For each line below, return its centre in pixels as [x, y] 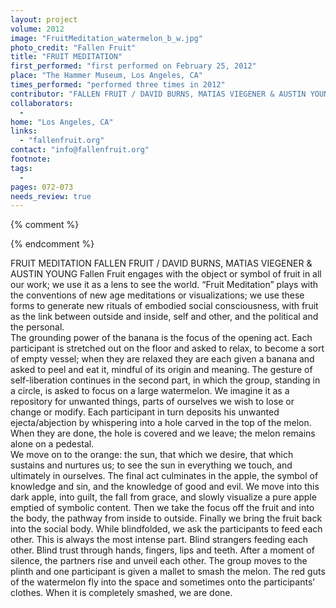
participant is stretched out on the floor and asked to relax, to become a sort [167, 348]
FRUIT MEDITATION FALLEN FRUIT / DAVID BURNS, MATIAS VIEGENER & [161, 263]
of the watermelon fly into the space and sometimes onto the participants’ [162, 582]
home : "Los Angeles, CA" [62, 122]
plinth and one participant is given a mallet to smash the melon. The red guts [168, 572]
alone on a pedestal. [52, 444]
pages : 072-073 [42, 187]
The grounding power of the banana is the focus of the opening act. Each [161, 338]
